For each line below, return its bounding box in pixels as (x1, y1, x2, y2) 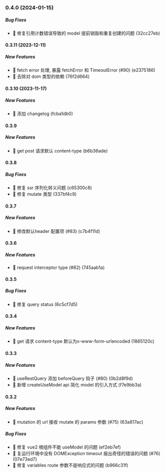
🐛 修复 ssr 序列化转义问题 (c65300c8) (12, 185, 92, 191)
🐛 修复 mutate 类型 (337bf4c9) (12, 191, 77, 197)
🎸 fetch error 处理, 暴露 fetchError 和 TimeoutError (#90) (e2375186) (12, 67, 156, 73)
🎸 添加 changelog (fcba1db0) (12, 111, 73, 117)
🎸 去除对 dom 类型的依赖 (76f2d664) (12, 73, 90, 80)
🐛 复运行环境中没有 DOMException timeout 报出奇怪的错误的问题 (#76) (12, 451, 161, 457)
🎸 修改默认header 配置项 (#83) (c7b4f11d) (12, 228, 101, 234)
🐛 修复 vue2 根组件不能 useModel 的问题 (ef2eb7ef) (12, 444, 121, 450)
